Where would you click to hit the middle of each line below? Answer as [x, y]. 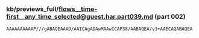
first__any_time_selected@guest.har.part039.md [80, 16]
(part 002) [170, 16]
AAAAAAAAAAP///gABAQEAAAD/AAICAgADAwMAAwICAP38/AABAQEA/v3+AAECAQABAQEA [99, 29]
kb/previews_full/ [33, 9]
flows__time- [78, 9]
